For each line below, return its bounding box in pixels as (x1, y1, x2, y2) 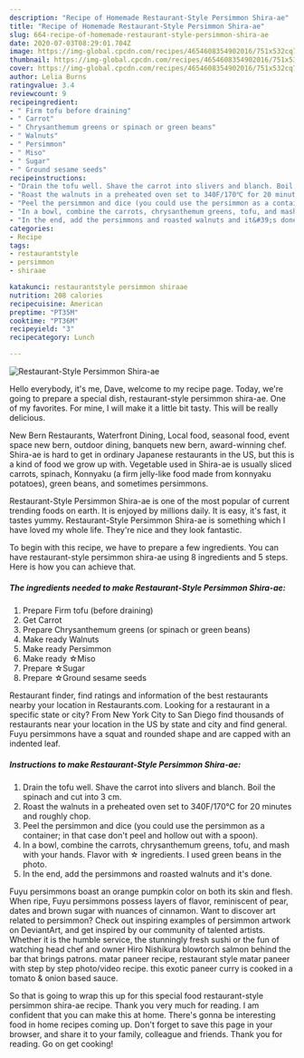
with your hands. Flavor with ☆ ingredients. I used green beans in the (22, 849, 282, 859)
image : (9, 47, 34, 56)
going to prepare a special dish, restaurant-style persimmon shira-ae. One (9, 393, 287, 403)
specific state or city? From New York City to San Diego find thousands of (9, 709, 285, 720)
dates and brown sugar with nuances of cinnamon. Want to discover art (9, 905, 276, 916)
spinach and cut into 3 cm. (22, 791, 122, 802)
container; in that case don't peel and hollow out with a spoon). (22, 830, 259, 840)
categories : (9, 224, 54, 233)
